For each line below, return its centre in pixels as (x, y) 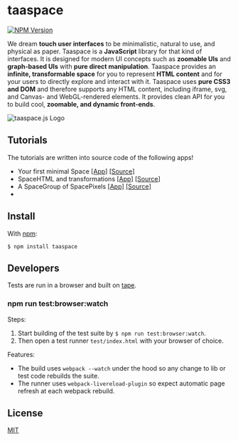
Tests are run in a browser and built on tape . (72, 285)
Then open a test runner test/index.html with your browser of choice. (120, 341)
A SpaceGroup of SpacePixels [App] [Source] (84, 186)
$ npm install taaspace (43, 246)
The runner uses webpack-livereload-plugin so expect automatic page (121, 383)
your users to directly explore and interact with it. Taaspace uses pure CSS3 (119, 81)
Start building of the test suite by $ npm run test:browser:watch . (112, 333)
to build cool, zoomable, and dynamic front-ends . (81, 104)
